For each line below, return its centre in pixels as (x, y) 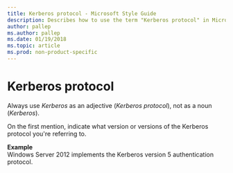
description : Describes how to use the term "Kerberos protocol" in (108, 20)
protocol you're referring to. (47, 134)
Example (20, 147)
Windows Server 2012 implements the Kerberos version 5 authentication (110, 154)
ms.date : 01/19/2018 (37, 39)
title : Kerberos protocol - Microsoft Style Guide (82, 13)
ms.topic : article (34, 46)
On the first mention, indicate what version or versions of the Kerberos (108, 126)
